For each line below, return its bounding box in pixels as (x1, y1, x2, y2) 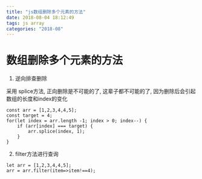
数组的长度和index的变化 (6, 95, 68, 103)
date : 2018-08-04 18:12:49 (6, 15, 74, 21)
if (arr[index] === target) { (17, 123, 94, 129)
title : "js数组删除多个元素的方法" (6, 8, 86, 15)
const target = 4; (6, 112, 53, 119)
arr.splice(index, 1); (28, 128, 85, 135)
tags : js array (6, 20, 45, 26)
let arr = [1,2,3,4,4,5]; (6, 163, 71, 169)
